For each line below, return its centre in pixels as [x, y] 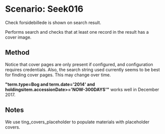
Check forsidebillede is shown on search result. [53, 22]
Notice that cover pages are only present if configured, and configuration [79, 64]
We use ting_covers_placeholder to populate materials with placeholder [77, 122]
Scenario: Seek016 [44, 9]
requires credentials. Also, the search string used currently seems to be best [82, 69]
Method [17, 53]
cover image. [18, 37]
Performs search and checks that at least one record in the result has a [77, 32]
